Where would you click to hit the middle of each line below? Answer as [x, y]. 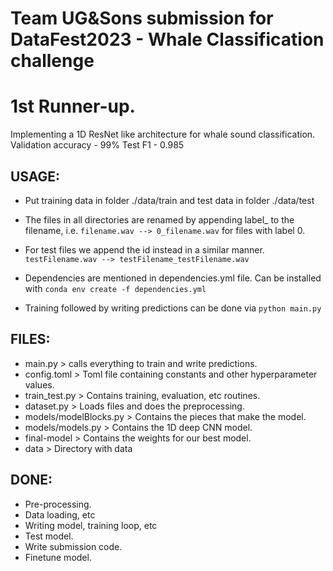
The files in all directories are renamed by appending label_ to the [159, 219]
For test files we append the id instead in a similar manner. [144, 249]
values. [39, 384]
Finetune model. [58, 557]
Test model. [49, 536]
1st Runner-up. [73, 106]
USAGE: [35, 176]
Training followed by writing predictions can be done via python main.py [173, 308]
